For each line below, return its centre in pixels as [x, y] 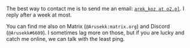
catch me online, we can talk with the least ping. [65, 39]
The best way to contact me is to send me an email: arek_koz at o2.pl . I [95, 9]
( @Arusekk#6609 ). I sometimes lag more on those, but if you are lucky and [95, 33]
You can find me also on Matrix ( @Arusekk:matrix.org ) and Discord [88, 26]
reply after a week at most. [39, 15]
